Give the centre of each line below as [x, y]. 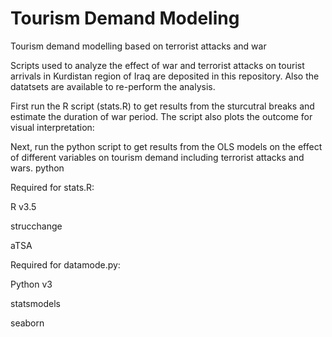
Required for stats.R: [52, 187]
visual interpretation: [52, 127]
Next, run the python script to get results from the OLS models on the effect [166, 146]
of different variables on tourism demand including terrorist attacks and [157, 157]
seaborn [27, 323]
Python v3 [31, 284]
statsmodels [35, 303]
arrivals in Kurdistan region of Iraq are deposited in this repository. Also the [165, 76]
